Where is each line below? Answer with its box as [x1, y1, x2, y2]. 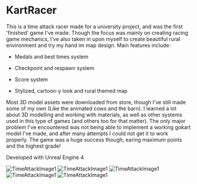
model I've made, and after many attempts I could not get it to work [6, 130, 169, 137]
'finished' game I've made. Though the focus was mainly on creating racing [6, 29, 189, 36]
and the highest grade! [6, 142, 61, 149]
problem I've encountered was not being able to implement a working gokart [6, 123, 191, 131]
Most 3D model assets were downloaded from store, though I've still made [6, 98, 186, 106]
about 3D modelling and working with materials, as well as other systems [6, 111, 183, 118]
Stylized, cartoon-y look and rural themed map [14, 87, 128, 94]
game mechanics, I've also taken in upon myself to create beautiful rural [6, 35, 181, 42]
